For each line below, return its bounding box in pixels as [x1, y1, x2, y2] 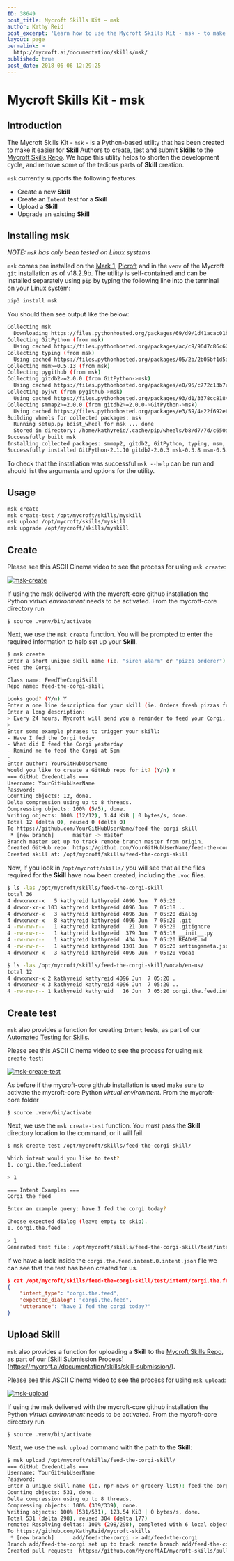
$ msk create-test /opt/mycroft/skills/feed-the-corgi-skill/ [7, 1142, 192, 1149]
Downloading [13, 330, 49, 337]
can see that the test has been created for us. [7, 1263, 138, 1272]
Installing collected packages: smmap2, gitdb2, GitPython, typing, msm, [7, 440, 226, 447]
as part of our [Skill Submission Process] [7, 1355, 124, 1363]
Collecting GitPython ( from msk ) [7, 337, 104, 344]
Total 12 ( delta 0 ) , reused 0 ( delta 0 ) [7, 818, 127, 826]
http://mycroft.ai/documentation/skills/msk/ [13, 49, 148, 56]
